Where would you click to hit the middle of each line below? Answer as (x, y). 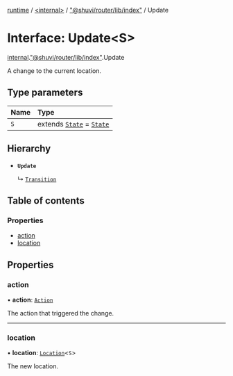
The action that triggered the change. (61, 313)
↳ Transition (37, 179)
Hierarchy (29, 149)
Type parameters (45, 93)
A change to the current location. (54, 71)
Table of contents (46, 201)
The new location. (33, 366)
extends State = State (73, 124)
